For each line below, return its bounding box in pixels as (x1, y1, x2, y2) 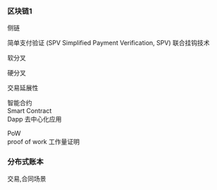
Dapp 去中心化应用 (7, 115, 62, 124)
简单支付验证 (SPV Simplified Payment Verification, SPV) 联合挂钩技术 (7, 39, 210, 47)
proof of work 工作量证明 (7, 138, 80, 146)
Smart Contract (7, 107, 52, 115)
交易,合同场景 (7, 174, 47, 183)
